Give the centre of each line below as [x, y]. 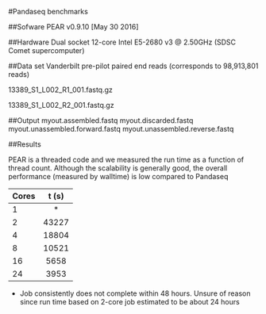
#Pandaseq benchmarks [48, 11]
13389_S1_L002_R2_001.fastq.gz [61, 105]
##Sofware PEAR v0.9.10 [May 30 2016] [73, 27]
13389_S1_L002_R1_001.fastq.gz [61, 90]
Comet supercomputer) [46, 50]
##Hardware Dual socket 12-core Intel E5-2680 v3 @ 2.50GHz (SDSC [122, 42]
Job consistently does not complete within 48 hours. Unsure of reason [135, 293]
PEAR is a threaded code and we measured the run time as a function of [126, 159]
